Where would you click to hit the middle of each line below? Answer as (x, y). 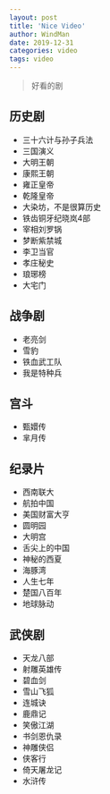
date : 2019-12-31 (42, 42)
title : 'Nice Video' (48, 26)
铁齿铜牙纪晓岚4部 (56, 218)
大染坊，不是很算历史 (61, 207)
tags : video (31, 59)
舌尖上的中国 (46, 548)
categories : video (43, 51)
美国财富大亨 (46, 514)
